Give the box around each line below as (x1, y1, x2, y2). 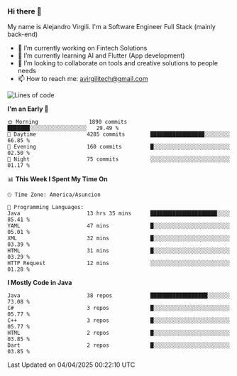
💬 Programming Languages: (7, 204, 84, 211)
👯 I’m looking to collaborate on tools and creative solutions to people (17, 59, 219, 68)
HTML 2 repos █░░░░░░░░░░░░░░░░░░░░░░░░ (7, 330, 231, 337)
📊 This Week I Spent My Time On (7, 175, 108, 183)
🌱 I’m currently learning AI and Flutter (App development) (17, 51, 185, 60)
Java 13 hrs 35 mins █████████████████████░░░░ (7, 210, 231, 217)
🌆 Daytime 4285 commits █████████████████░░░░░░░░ (7, 131, 231, 138)
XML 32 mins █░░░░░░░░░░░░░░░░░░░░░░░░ (7, 235, 231, 242)
